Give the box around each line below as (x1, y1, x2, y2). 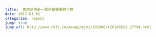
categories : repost (5, 16, 45, 21)
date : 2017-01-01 (5, 12, 40, 16)
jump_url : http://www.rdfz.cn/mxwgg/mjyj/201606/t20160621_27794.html (5, 25, 152, 30)
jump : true (5, 20, 27, 25)
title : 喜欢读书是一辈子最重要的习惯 (5, 7, 74, 12)
